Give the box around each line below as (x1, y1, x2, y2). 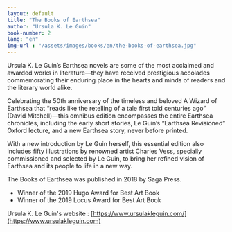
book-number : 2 (7, 29, 51, 37)
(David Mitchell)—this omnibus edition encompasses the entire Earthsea (7, 111, 213, 120)
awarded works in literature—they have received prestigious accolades (7, 69, 210, 77)
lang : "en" (7, 36, 39, 43)
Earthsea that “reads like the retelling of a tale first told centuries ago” (7, 105, 206, 112)
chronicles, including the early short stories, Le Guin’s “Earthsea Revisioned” (7, 119, 226, 127)
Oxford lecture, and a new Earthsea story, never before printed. (7, 126, 188, 134)
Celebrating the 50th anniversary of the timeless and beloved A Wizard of (7, 97, 217, 105)
